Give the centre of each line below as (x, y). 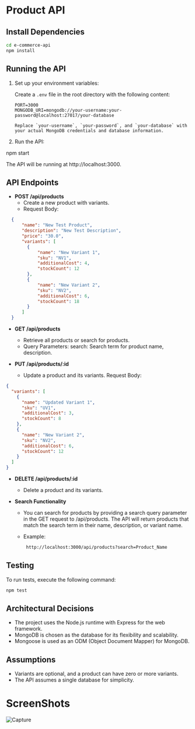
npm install (20, 50)
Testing (20, 565)
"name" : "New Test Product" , (57, 225)
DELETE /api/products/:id (46, 479)
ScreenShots (38, 704)
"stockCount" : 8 (41, 419)
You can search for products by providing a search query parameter (105, 513)
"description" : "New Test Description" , (71, 231)
